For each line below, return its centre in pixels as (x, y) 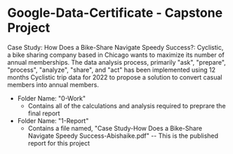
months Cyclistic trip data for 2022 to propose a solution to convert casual (115, 77)
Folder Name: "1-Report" (53, 120)
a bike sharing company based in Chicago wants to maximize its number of (116, 55)
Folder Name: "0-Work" (52, 98)
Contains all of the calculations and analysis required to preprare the (127, 105)
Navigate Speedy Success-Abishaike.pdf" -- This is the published (123, 136)
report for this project (59, 143)
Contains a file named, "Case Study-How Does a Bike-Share (115, 128)
